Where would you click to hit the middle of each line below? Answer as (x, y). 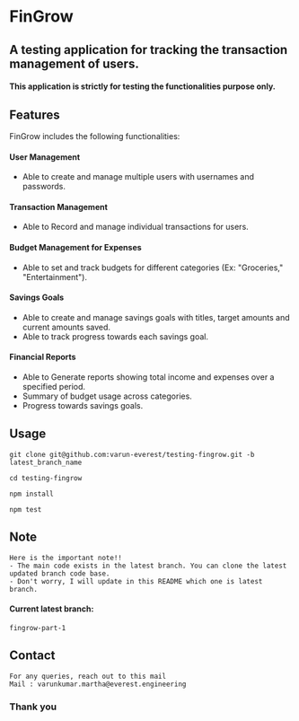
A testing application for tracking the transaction (149, 50)
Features (35, 114)
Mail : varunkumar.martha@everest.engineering (98, 684)
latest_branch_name (46, 462)
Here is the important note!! (66, 558)
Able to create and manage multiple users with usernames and (138, 177)
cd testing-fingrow (46, 478)
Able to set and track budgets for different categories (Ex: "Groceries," (153, 268)
